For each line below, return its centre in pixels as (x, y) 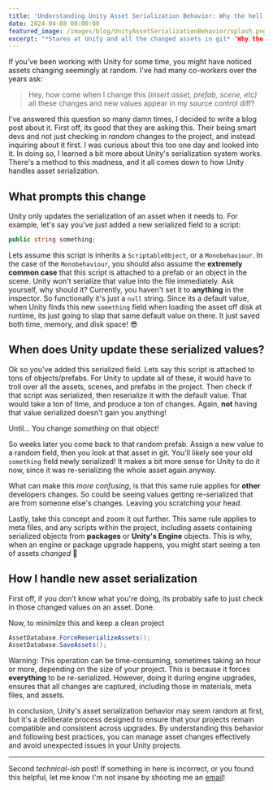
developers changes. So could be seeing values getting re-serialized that (131, 494)
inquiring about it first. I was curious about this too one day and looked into (134, 145)
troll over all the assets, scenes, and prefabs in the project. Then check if (130, 386)
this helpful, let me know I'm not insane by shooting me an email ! (117, 778)
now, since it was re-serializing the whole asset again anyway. (113, 470)
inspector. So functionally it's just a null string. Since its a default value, (129, 298)
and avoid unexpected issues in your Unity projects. (95, 745)
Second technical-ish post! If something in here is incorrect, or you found (131, 769)
